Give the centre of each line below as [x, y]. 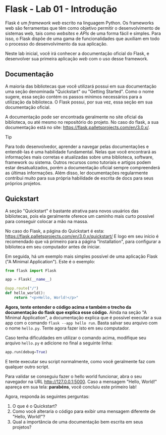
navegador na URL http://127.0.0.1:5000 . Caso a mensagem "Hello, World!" [81, 382]
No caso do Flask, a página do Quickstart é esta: [55, 231]
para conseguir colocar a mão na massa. [47, 221]
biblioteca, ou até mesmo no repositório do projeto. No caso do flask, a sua [82, 122]
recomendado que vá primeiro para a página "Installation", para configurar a [83, 242]
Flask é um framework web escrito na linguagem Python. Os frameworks [80, 23]
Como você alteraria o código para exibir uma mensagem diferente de [84, 411]
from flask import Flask [31, 271]
